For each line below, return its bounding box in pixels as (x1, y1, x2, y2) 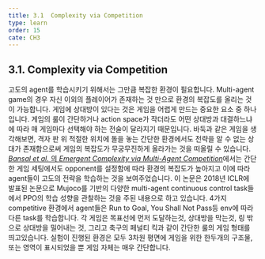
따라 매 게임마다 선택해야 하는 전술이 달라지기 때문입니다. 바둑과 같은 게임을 (16, 124, 249, 134)
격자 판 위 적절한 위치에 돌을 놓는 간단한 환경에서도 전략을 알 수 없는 (37, 134, 247, 144)
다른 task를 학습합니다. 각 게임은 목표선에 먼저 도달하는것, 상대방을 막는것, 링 (8, 213, 245, 223)
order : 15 (8, 26, 41, 34)
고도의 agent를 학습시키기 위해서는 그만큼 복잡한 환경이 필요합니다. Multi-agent (8, 84, 255, 95)
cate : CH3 (8, 33, 41, 42)
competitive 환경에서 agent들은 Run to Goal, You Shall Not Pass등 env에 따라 (8, 203, 254, 213)
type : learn (8, 19, 47, 27)
